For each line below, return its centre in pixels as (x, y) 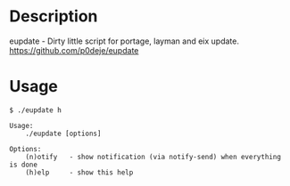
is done (24, 165)
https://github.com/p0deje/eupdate (74, 50)
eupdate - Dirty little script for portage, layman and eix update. (124, 41)
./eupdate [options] (63, 133)
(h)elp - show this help (79, 172)
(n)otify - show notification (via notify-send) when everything (153, 157)
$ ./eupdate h (36, 110)
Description (54, 16)
